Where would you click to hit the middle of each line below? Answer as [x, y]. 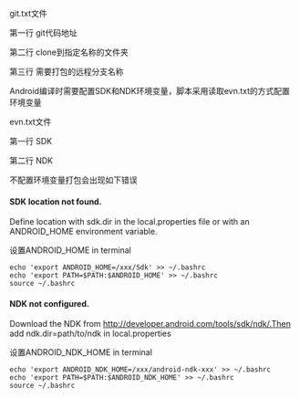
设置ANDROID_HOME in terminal [71, 250]
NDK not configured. [49, 303]
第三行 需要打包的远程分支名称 [67, 72]
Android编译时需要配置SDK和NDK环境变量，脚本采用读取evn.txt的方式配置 [150, 91]
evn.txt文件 [31, 122]
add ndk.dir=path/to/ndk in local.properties [90, 334]
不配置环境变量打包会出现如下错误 [73, 180]
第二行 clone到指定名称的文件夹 [69, 52]
